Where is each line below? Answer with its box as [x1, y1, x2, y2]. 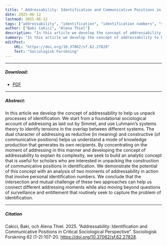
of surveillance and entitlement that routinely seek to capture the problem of [5, 190, 162, 196]
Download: [5, 69, 28, 75]
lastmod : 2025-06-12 [5, 16, 48, 21]
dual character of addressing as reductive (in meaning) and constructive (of [5, 131, 161, 137]
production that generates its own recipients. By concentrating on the [5, 142, 148, 148]
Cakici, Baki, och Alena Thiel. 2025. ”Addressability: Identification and [5, 224, 148, 230]
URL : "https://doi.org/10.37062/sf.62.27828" [14, 44, 110, 49]
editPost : [5, 40, 26, 45]
